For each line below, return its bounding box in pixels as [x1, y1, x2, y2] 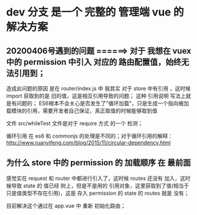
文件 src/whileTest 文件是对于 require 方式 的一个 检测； [6, 120, 143, 127]
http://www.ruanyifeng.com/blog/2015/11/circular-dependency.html [6, 139, 171, 146]
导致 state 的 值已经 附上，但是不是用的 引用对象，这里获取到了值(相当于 [11, 182, 189, 189]
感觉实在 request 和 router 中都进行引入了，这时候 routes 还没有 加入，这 [6, 175, 186, 182]
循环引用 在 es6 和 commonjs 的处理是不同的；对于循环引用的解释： [6, 132, 174, 140]
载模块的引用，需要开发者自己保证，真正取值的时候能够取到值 [6, 107, 158, 114]
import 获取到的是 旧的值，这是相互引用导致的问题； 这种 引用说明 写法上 [6, 93, 186, 99]
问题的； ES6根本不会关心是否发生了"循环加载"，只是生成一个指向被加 [16, 100, 189, 107]
